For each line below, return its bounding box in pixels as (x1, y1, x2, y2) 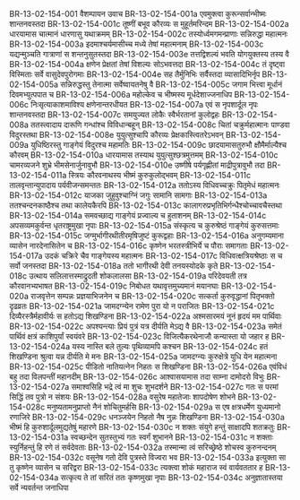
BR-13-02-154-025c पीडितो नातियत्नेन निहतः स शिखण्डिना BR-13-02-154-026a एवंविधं (9, 361, 287, 372)
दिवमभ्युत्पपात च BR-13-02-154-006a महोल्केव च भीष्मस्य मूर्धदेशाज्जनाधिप (9, 90, 233, 99)
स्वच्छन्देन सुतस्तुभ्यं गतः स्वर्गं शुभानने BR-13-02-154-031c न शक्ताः (70, 432, 273, 443)
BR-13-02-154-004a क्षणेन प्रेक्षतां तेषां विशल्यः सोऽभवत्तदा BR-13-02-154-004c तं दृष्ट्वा (9, 59, 285, 69)
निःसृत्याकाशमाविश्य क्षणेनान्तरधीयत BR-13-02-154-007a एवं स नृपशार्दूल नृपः (30, 99, 259, 109)
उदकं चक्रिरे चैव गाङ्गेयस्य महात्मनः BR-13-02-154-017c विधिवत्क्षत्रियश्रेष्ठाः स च (44, 251, 283, 261)
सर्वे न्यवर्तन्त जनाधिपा (9, 482, 69, 493)
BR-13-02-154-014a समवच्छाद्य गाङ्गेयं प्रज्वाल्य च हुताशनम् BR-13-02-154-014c (9, 211, 267, 220)
